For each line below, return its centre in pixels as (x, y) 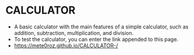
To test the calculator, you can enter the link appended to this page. (96, 39)
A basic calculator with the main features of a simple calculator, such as (101, 27)
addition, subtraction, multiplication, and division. (74, 33)
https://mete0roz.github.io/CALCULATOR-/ (66, 46)
